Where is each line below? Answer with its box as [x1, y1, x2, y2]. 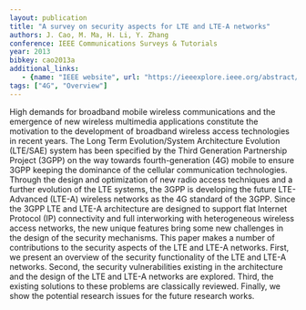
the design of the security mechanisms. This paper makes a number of [9, 232, 275, 243]
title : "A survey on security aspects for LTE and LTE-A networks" [9, 22, 271, 31]
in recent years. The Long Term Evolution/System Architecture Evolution [9, 135, 280, 146]
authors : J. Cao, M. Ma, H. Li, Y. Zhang [9, 30, 169, 39]
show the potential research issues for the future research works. [9, 290, 255, 301]
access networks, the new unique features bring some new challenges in [9, 222, 284, 233]
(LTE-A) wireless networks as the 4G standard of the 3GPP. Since [49, 193, 296, 204]
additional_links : [9, 65, 79, 74]
